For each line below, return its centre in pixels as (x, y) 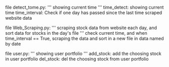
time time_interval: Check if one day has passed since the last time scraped (84, 13)
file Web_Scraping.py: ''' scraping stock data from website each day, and (81, 28)
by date (13, 44)
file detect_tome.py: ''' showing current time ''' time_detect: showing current (84, 7)
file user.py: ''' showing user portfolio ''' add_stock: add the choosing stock (83, 53)
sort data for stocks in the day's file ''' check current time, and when (76, 33)
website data (19, 18)
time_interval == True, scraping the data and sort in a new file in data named (84, 38)
